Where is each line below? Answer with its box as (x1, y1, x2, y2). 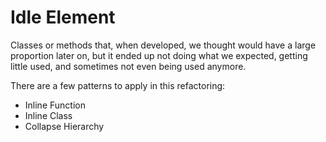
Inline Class (24, 109, 73, 121)
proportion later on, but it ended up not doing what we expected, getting (10, 49, 308, 61)
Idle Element (10, 6, 116, 29)
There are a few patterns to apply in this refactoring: (10, 79, 226, 91)
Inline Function (24, 99, 86, 111)
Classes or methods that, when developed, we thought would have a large (10, 39, 317, 51)
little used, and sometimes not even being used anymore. (10, 60, 247, 72)
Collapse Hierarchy (24, 120, 105, 132)
